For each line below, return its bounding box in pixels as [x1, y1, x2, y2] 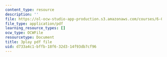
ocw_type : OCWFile [5, 30, 43, 35]
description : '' [5, 12, 39, 17]
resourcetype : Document [5, 35, 55, 40]
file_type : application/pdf [5, 21, 64, 26]
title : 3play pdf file [5, 40, 52, 45]
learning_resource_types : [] [5, 26, 66, 31]
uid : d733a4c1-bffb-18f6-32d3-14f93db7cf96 [5, 44, 97, 49]
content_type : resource [5, 7, 55, 12]
